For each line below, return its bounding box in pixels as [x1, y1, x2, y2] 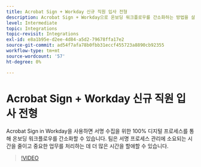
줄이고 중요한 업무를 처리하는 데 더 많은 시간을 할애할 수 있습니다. [17, 142, 169, 150]
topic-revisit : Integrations [6, 31, 79, 37]
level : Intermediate [6, 20, 58, 26]
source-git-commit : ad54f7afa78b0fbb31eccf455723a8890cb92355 [6, 42, 165, 48]
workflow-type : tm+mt [6, 48, 60, 54]
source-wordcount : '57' [6, 53, 66, 59]
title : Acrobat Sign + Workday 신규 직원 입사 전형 [6, 8, 127, 15]
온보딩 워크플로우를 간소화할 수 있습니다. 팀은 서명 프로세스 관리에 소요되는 [12, 135, 187, 142]
